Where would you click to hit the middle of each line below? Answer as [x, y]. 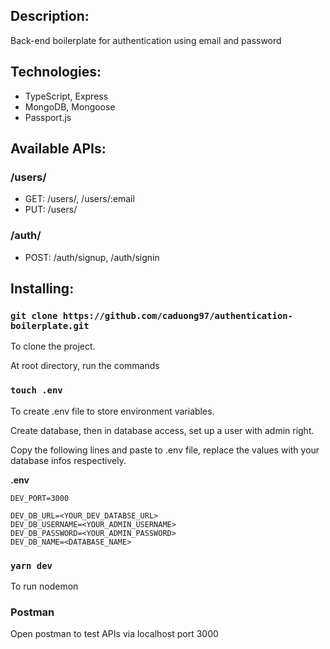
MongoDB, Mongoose [70, 106]
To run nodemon [44, 586]
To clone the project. [53, 346]
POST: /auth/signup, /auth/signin [92, 257]
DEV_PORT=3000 [40, 498]
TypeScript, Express [66, 96]
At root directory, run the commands [85, 366]
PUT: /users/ [51, 210]
